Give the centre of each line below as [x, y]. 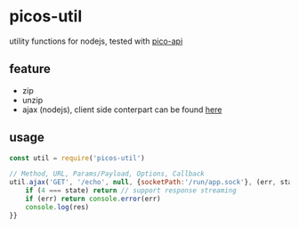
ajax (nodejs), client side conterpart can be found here [122, 110]
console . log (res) [57, 207]
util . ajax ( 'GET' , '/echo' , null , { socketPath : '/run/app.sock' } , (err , [143, 183]
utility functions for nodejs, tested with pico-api [96, 41]
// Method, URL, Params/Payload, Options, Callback [107, 174]
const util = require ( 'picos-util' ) [77, 158]
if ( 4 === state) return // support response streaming [131, 191]
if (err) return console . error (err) [93, 199]
